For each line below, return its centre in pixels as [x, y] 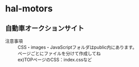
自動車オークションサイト [44, 28]
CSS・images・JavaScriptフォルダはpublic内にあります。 [77, 47]
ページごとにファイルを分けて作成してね [59, 53]
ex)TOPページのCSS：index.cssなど [55, 60]
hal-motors [29, 9]
